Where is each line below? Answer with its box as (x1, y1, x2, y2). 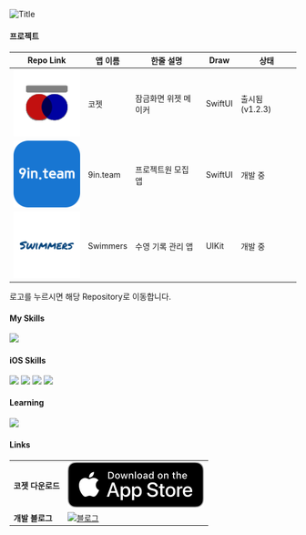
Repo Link (26, 55, 66, 66)
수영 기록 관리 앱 (135, 241, 194, 252)
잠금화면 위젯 (135, 92, 182, 104)
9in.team (87, 170, 121, 180)
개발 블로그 (13, 512, 53, 523)
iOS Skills (9, 355, 46, 365)
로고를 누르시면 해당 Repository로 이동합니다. (9, 291, 171, 302)
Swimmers (87, 241, 127, 252)
